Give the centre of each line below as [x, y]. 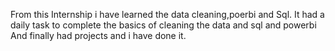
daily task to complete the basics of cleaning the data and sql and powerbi [163, 25]
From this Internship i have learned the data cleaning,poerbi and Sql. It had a [167, 14]
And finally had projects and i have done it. [98, 35]
